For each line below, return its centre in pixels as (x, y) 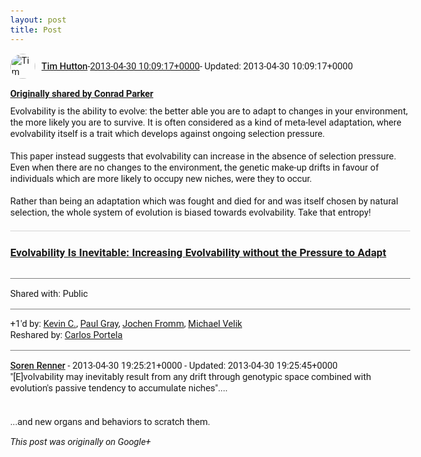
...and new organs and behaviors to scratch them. (110, 421)
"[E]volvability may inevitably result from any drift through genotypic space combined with (191, 376)
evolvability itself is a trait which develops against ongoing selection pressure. (168, 133)
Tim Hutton (64, 66)
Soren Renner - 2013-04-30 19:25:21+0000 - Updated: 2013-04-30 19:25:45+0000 (174, 365)
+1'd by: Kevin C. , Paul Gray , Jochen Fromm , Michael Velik (126, 324)
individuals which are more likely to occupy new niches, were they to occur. (161, 178)
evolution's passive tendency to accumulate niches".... (119, 387)
